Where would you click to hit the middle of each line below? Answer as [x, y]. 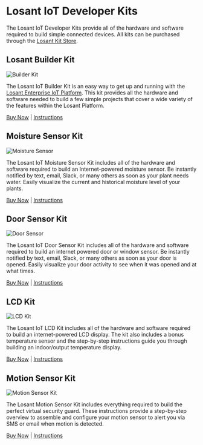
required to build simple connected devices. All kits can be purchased [93, 34]
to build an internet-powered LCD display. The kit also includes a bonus [95, 335]
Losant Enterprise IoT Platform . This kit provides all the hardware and [92, 93]
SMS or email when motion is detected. [55, 424]
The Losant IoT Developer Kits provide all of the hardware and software [95, 28]
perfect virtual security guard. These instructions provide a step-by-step [97, 411]
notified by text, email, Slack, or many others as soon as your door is [92, 258]
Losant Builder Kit [40, 60]
